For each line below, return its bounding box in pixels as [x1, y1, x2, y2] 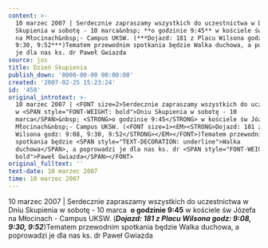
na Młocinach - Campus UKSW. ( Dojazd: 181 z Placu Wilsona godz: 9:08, [8, 213, 251, 223]
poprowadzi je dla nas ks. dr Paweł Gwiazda [8, 230, 153, 240]
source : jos [8, 57, 48, 65]
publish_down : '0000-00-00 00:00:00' [8, 71, 134, 79]
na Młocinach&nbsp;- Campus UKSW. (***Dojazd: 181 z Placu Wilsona [15, 33, 245, 42]
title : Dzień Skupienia [8, 64, 88, 72]
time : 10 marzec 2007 [8, 175, 81, 183]
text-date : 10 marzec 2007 [8, 167, 98, 175]
